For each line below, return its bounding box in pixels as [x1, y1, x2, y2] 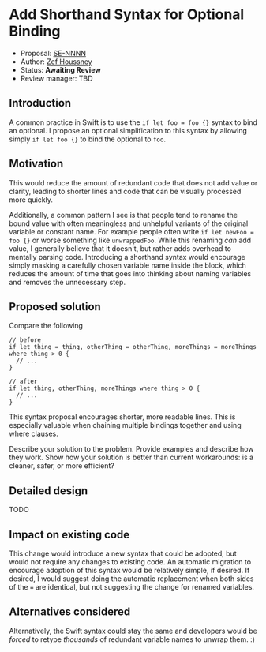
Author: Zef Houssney [20, 57, 93, 66]
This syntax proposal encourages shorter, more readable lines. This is [9, 412, 236, 422]
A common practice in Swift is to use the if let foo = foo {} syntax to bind [9, 117, 257, 127]
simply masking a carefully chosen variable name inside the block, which [9, 260, 247, 270]
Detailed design [9, 484, 88, 497]
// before [9, 336, 42, 344]
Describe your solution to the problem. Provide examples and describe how [9, 444, 254, 454]
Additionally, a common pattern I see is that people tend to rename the [9, 210, 238, 219]
